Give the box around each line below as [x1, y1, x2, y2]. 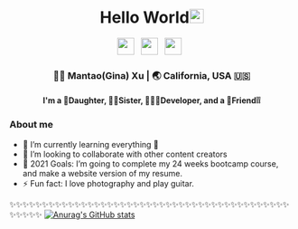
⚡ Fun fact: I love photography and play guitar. [22, 177, 194, 188]
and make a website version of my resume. [22, 167, 183, 178]
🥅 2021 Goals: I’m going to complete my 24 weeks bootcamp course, [22, 157, 279, 169]
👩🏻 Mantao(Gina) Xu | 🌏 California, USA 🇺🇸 [52, 69, 251, 81]
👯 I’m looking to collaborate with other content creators [22, 148, 228, 159]
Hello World [99, 7, 190, 28]
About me [9, 119, 54, 131]
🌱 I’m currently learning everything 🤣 [22, 138, 160, 149]
